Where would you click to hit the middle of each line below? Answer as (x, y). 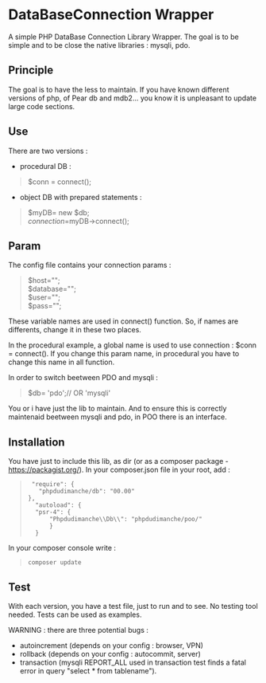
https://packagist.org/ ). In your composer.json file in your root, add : (119, 470)
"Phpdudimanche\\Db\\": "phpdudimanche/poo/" (125, 520)
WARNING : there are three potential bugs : (78, 630)
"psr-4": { (53, 512)
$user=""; (44, 297)
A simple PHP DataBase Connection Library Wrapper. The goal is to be (124, 37)
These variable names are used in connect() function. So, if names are (123, 321)
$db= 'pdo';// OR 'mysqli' (69, 393)
